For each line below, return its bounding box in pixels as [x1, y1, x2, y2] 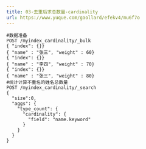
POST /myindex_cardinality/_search [6, 84, 97, 91]
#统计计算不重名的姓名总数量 [6, 79, 68, 85]
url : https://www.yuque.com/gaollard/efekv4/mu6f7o [6, 15, 140, 21]
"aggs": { [12, 101, 36, 107]
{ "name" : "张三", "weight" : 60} [6, 49, 95, 55]
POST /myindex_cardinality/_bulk [6, 38, 91, 44]
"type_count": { [17, 105, 59, 112]
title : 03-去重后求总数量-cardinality [6, 8, 99, 15]
